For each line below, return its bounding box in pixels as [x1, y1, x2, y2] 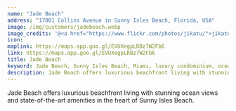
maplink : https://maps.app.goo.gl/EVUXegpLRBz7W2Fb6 [7, 43, 165, 50]
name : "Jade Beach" [7, 10, 65, 18]
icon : [7, 37, 23, 44]
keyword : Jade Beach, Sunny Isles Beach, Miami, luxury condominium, [7, 63, 216, 70]
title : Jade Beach [7, 56, 61, 63]
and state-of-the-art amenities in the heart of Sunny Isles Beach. [7, 96, 195, 104]
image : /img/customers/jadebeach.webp [7, 23, 121, 30]
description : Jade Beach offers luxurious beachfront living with [7, 69, 206, 76]
